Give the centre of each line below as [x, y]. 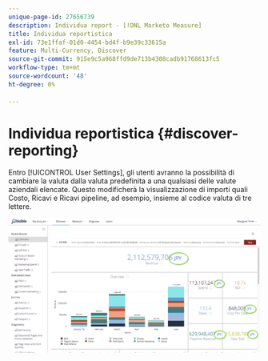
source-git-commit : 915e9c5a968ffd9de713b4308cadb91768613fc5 [114, 59]
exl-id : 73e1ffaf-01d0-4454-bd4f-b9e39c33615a [87, 42]
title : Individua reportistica [60, 34]
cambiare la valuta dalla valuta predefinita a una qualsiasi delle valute [122, 181]
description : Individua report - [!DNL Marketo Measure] [105, 25]
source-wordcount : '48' [48, 76]
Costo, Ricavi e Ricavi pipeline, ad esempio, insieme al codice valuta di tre [130, 198]
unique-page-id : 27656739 [51, 17]
